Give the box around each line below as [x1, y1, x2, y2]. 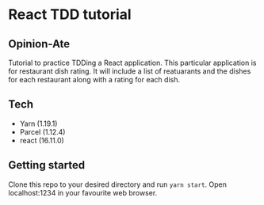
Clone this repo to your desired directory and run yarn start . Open [8, 180, 228, 189]
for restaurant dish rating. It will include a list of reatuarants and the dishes [8, 66, 251, 76]
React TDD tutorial [8, 6, 132, 24]
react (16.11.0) [19, 135, 65, 145]
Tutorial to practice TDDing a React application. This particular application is [8, 58, 257, 67]
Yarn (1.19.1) [19, 119, 58, 128]
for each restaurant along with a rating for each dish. [8, 75, 181, 84]
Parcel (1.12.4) [19, 127, 66, 136]
